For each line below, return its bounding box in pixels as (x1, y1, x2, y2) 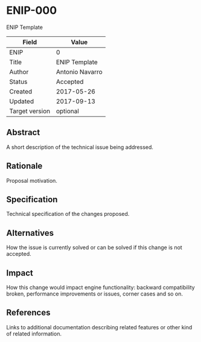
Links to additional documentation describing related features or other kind (6, 323, 193, 331)
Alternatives (6, 227, 54, 238)
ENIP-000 (6, 4, 57, 17)
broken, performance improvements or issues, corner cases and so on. (6, 290, 183, 297)
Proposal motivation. (6, 177, 57, 184)
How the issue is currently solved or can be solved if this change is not (6, 244, 182, 251)
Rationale (6, 161, 43, 171)
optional (56, 107, 80, 115)
